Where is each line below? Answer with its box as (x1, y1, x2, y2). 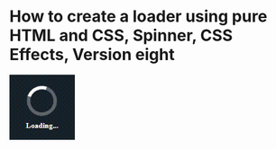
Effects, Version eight (9, 45, 175, 65)
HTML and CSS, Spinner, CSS (9, 25, 233, 46)
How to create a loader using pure (9, 6, 268, 27)
